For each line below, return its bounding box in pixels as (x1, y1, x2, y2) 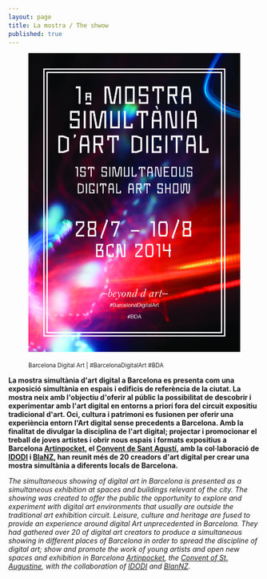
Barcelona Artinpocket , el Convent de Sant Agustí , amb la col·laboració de (8, 443, 260, 453)
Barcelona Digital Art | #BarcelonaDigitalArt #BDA (28, 361, 164, 369)
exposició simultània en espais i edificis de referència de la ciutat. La (8, 383, 241, 393)
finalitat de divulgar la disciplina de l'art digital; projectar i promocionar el (8, 426, 257, 436)
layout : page (8, 13, 52, 21)
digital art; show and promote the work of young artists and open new (8, 544, 240, 553)
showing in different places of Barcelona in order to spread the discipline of (8, 536, 258, 545)
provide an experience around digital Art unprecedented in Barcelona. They (8, 518, 258, 528)
